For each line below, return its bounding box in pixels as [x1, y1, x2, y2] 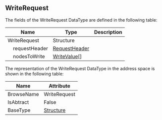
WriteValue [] [53, 53, 82, 60]
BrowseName [7, 90, 39, 97]
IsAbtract [7, 98, 29, 105]
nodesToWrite [13, 53, 46, 60]
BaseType [7, 107, 31, 114]
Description [94, 29, 122, 35]
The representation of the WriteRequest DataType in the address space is [5, 65, 155, 71]
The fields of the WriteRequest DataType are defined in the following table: [5, 17, 158, 23]
